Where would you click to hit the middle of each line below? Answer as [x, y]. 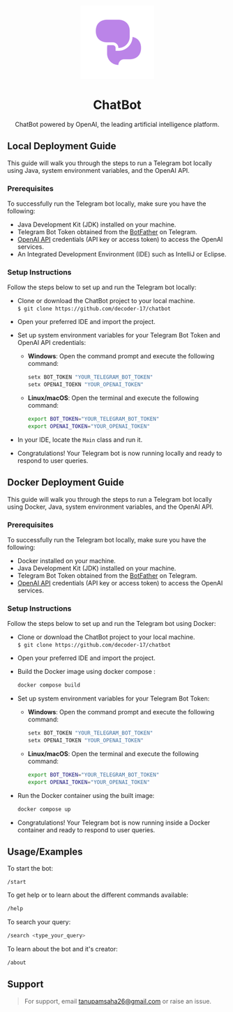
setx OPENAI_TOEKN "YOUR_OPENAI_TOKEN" [86, 385]
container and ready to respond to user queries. [86, 830]
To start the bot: [30, 868]
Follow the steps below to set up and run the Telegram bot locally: [102, 287]
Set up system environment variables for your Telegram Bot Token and [119, 335]
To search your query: [39, 922]
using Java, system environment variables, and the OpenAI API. [98, 170]
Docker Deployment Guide [66, 483]
